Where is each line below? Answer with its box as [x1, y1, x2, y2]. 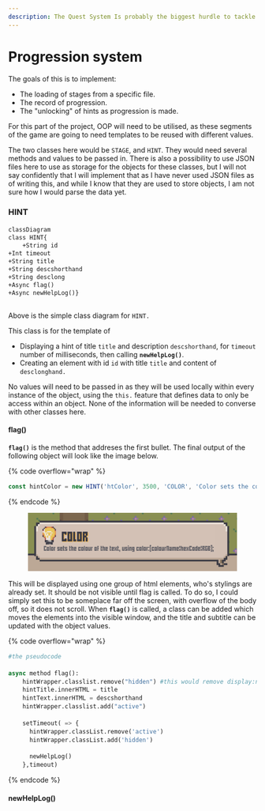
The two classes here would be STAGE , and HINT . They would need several [8, 145, 247, 154]
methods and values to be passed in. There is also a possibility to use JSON [8, 153, 255, 163]
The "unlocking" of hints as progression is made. [19, 106, 179, 115]
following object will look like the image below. [8, 451, 159, 461]
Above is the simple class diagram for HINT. [8, 311, 150, 320]
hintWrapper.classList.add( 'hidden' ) [28, 736, 154, 744]
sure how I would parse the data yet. [8, 187, 127, 197]
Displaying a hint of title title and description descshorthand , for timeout [19, 341, 256, 351]
